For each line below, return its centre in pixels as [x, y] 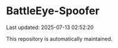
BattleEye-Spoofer [53, 11]
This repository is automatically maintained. [59, 39]
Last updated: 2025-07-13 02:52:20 [50, 27]
